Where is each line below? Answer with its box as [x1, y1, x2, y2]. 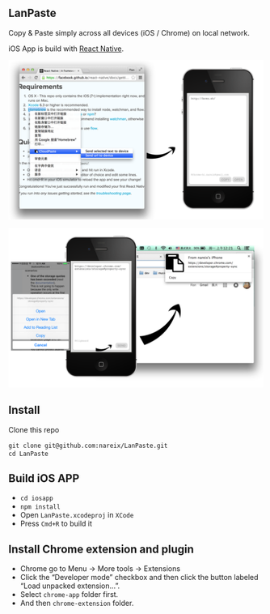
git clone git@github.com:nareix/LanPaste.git [8, 441, 168, 450]
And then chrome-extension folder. [19, 599, 134, 608]
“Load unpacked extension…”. [19, 581, 120, 591]
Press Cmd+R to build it [19, 518, 93, 529]
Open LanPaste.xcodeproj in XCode [19, 510, 134, 520]
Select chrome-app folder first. [19, 590, 119, 599]
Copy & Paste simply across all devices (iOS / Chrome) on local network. [8, 28, 251, 37]
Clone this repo [8, 424, 60, 434]
